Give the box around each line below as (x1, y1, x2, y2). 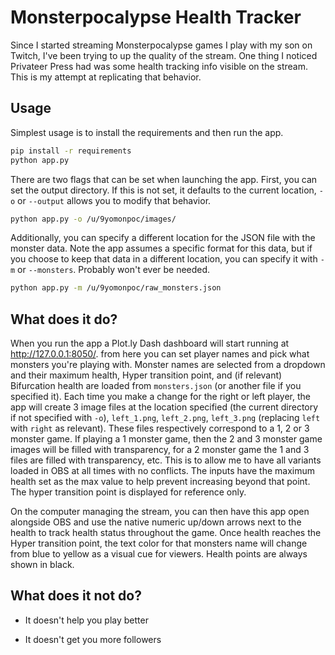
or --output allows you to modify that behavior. (17, 194, 212, 206)
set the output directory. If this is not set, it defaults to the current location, (10, 184, 317, 196)
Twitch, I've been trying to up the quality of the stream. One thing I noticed (10, 49, 318, 61)
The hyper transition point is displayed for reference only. (10, 486, 247, 498)
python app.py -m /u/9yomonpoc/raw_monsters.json (10, 283, 222, 293)
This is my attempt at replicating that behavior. (10, 71, 202, 83)
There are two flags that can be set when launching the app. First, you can (10, 173, 318, 185)
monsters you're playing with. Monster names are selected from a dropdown (10, 359, 326, 371)
